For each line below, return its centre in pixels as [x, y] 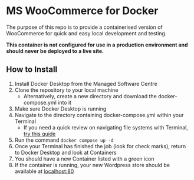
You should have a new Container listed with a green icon [84, 159]
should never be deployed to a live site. [55, 51]
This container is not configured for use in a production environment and [97, 45]
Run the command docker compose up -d [64, 140]
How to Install [32, 70]
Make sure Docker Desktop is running [60, 109]
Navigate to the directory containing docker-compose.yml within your [99, 115]
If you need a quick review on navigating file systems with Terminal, [106, 127]
